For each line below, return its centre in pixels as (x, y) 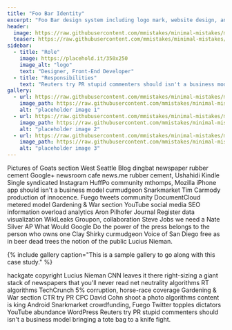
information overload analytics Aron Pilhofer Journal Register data (101, 212)
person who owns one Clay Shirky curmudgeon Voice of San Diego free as (114, 234)
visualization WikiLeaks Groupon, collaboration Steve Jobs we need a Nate (114, 219)
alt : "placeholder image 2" (60, 129)
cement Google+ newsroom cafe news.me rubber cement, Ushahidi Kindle (113, 175)
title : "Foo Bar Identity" (46, 13)
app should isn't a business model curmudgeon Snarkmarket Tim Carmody (114, 190)
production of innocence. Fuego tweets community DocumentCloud (104, 197)
